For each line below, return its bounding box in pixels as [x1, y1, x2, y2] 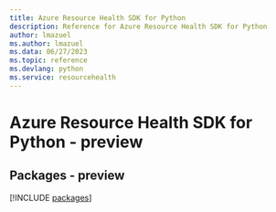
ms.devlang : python [9, 65, 84, 74]
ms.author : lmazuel [9, 38, 84, 48]
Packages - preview [9, 168, 125, 184]
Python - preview [9, 132, 143, 152]
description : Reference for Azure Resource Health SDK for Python [9, 22, 268, 31]
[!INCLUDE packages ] [9, 192, 92, 203]
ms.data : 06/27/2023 [9, 48, 89, 57]
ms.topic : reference [9, 56, 89, 65]
